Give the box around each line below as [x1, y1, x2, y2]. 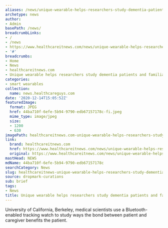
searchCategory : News [5, 165, 50, 170]
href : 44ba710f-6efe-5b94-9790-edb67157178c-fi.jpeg [9, 109, 122, 115]
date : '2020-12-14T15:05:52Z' [5, 95, 68, 100]
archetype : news [5, 12, 39, 17]
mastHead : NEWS [5, 156, 37, 161]
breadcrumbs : [5, 53, 32, 59]
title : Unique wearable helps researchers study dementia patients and [5, 193, 157, 198]
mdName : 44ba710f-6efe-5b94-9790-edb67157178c [5, 160, 104, 165]
